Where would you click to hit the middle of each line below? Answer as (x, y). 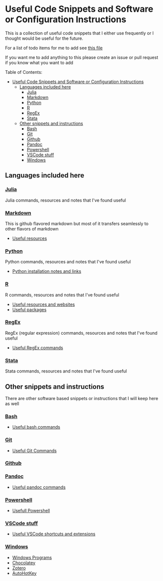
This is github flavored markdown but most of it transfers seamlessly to (77, 223)
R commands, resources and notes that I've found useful (62, 295)
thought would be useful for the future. (44, 38)
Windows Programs (32, 557)
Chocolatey (24, 563)
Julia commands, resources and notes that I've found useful (66, 200)
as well (12, 404)
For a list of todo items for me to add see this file (54, 48)
